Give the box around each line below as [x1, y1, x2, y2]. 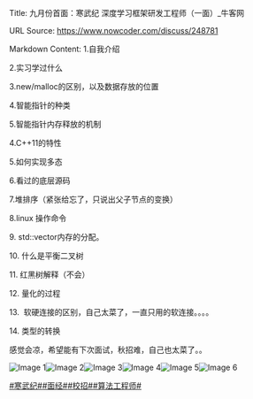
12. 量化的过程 [9, 288, 61, 298]
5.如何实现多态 [9, 157, 63, 166]
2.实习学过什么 [9, 63, 64, 73]
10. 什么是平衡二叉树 [9, 250, 84, 261]
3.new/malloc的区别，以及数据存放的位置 [9, 81, 159, 91]
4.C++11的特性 [9, 138, 62, 148]
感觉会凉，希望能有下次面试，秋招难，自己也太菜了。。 [9, 344, 207, 355]
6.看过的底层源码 [9, 175, 71, 186]
